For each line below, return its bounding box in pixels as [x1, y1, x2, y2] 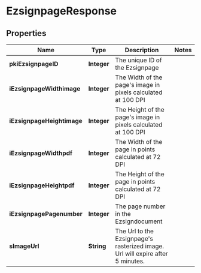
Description [124, 46, 159, 54]
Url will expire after [115, 250, 169, 257]
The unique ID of [115, 56, 163, 64]
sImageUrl [9, 242, 39, 250]
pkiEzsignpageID [9, 60, 59, 68]
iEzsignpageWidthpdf [9, 149, 73, 157]
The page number [115, 202, 166, 211]
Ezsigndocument [115, 217, 163, 226]
